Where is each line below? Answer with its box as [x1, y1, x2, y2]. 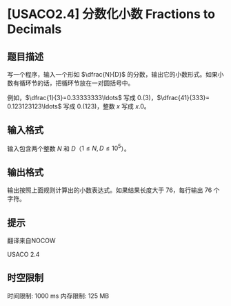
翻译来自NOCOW [7, 236, 56, 245]
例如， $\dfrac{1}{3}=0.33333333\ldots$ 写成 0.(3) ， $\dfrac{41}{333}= [7, 94, 210, 102]
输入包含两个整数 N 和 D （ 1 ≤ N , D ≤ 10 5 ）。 [7, 143, 130, 153]
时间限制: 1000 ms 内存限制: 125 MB [7, 291, 109, 300]
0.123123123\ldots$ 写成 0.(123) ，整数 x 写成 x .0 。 [7, 102, 150, 111]
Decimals [7, 21, 62, 37]
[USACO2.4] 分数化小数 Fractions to [7, 6, 216, 22]
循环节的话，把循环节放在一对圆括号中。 [19, 79, 134, 87]
